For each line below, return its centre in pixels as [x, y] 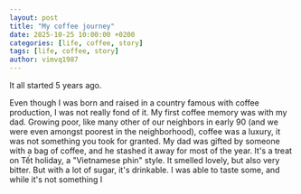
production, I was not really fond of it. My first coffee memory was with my [148, 112]
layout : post [34, 18]
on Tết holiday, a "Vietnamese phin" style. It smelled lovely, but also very [145, 160]
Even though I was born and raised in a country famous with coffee [135, 103]
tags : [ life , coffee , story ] [64, 51]
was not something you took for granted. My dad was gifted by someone [145, 141]
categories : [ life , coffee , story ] [76, 43]
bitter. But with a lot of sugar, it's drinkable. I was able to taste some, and [145, 170]
